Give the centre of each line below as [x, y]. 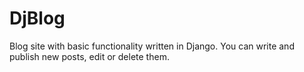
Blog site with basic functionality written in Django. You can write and [152, 46]
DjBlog [37, 18]
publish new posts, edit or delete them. [89, 56]
